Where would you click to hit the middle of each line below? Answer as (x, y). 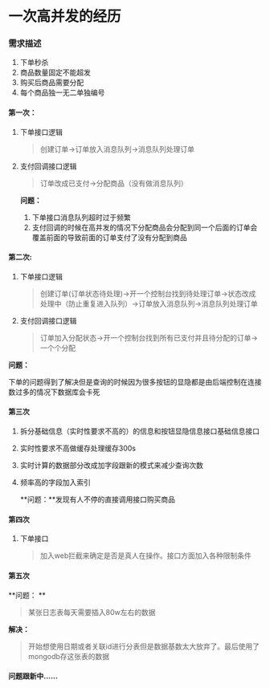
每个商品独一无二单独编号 (62, 92)
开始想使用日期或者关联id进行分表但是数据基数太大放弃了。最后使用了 (143, 646)
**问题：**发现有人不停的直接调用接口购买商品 (97, 499)
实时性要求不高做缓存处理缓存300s (78, 448)
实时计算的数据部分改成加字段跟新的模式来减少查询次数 (111, 466)
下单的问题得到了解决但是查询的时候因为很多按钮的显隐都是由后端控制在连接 (135, 381)
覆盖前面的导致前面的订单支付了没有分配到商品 (109, 237)
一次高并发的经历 (65, 16)
